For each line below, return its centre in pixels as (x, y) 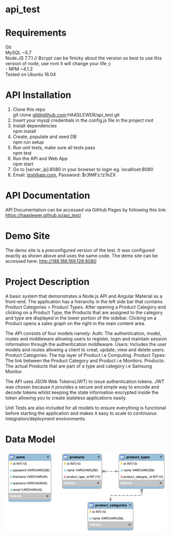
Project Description (47, 282)
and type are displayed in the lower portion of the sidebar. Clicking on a (81, 318)
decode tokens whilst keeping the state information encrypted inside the (82, 392)
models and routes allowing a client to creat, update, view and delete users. (85, 350)
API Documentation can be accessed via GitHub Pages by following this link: (86, 210)
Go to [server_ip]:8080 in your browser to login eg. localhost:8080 (83, 169)
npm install (24, 131)
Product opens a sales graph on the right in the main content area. (75, 323)
